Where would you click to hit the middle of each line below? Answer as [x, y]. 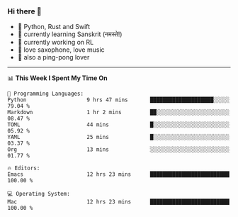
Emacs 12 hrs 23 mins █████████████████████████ [119, 174]
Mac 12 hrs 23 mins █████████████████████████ [119, 202]
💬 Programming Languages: [45, 94]
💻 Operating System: [39, 194]
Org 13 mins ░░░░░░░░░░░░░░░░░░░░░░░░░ [119, 150]
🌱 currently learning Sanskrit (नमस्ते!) [70, 34]
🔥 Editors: [24, 168]
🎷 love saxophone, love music [61, 50]
